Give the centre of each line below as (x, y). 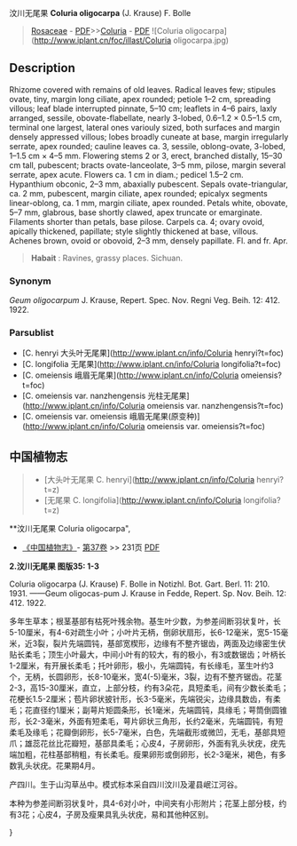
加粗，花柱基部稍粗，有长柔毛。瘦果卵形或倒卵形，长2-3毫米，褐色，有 (148, 754)
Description (42, 68)
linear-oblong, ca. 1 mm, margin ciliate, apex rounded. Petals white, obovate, (148, 203)
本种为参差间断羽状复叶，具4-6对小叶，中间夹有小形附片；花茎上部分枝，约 (148, 803)
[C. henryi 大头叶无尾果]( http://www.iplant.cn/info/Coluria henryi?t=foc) (152, 353)
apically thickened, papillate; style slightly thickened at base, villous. (134, 231)
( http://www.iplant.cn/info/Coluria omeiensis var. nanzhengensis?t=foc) (152, 406)
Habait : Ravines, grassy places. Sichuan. (107, 258)
